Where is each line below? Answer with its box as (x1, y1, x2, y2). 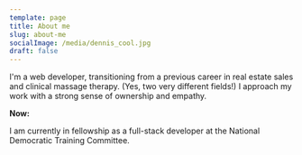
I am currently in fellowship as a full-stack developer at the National (9, 125, 261, 136)
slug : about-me (9, 30, 67, 39)
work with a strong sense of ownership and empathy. (9, 91, 207, 102)
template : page (9, 13, 67, 23)
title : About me (9, 22, 70, 31)
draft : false (9, 47, 59, 56)
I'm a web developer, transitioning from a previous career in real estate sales (9, 71, 294, 82)
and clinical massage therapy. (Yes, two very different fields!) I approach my (9, 81, 292, 92)
